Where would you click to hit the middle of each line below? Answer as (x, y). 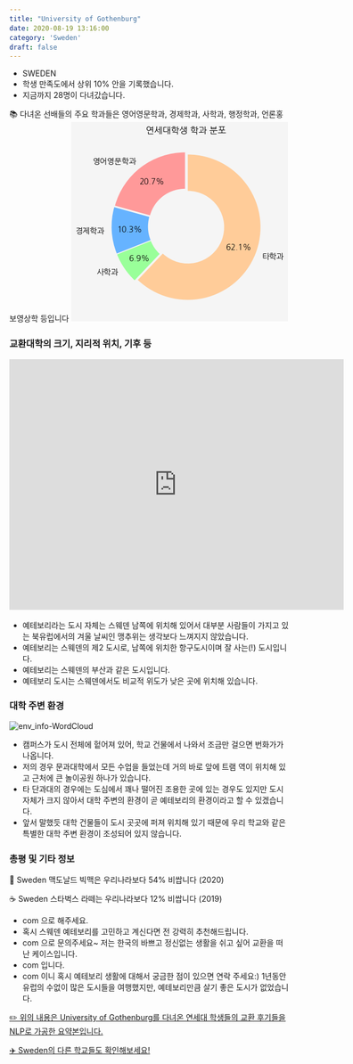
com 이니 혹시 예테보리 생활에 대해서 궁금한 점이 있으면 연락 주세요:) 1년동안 (154, 977)
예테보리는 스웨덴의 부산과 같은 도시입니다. (96, 669)
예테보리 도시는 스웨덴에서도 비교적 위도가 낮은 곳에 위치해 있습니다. (140, 681)
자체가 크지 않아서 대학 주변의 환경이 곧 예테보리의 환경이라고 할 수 (137, 800)
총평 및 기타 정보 (42, 858)
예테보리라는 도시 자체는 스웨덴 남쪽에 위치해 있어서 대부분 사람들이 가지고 (151, 625)
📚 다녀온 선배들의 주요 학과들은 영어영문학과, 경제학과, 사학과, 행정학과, (135, 114)
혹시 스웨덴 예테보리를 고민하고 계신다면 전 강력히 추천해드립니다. (135, 932)
